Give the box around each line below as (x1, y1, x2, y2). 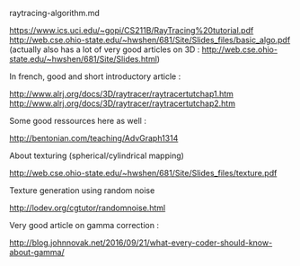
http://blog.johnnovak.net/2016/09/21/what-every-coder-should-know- (9, 237, 273, 248)
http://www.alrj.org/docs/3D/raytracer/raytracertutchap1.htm (9, 89, 234, 99)
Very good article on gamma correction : (9, 220, 160, 230)
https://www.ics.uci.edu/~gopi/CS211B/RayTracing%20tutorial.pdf (9, 25, 254, 35)
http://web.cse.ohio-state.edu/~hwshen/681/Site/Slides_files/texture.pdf (9, 168, 278, 178)
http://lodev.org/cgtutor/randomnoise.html (9, 202, 166, 213)
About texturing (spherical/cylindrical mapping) (9, 150, 184, 161)
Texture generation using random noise (9, 185, 155, 196)
